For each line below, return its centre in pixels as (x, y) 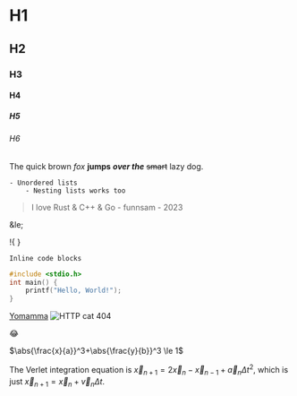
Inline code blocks (46, 258)
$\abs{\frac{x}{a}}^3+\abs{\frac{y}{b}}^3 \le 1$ (97, 351)
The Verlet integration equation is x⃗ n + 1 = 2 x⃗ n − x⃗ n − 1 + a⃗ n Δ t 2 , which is (149, 370)
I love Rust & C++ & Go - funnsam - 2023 (107, 207)
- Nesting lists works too (76, 190)
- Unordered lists (43, 183)
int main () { (34, 282)
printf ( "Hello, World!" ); (74, 291)
